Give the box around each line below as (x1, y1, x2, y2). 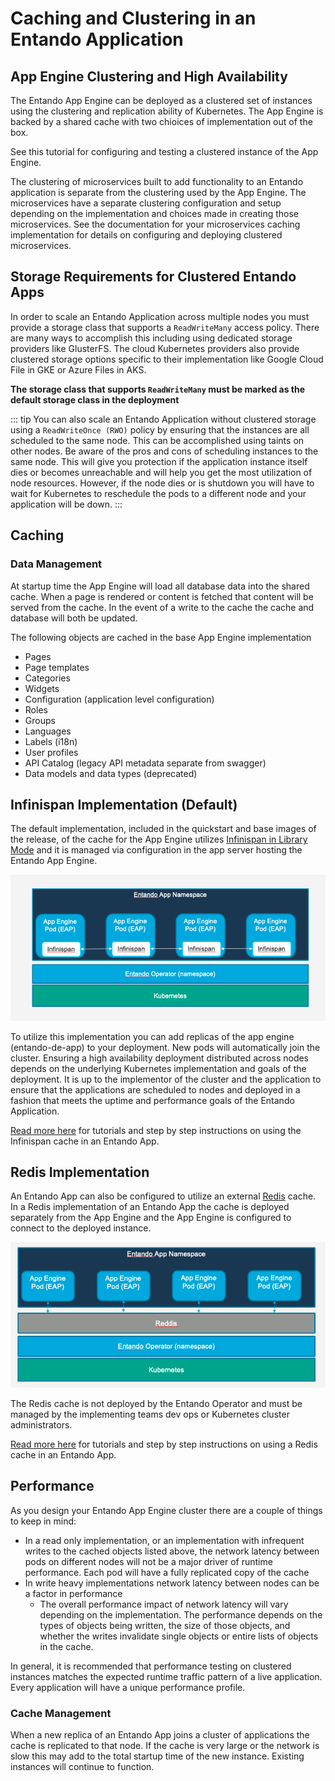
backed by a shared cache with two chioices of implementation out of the (10, 116, 313, 127)
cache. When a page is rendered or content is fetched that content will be (10, 590, 314, 602)
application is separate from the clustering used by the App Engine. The (10, 187, 307, 198)
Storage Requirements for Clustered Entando (10, 268, 297, 286)
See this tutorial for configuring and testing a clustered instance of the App (10, 146, 319, 157)
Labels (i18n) (24, 735, 78, 747)
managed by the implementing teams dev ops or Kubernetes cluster (10, 1408, 290, 1420)
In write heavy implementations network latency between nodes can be (24, 1577, 320, 1589)
